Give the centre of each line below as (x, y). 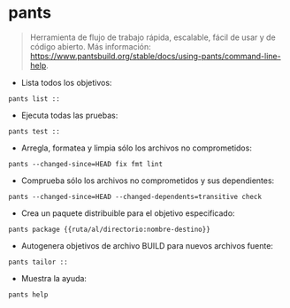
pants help (28, 295)
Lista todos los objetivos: (66, 82)
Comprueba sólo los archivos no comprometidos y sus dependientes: (148, 181)
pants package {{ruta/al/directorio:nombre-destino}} (110, 229)
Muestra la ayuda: (54, 278)
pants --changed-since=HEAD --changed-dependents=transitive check (135, 196)
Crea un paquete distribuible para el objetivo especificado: (128, 213)
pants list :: (34, 99)
